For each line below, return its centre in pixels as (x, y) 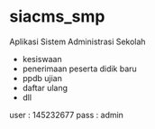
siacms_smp (57, 17)
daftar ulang (45, 88)
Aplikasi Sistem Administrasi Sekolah (77, 41)
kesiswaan (42, 59)
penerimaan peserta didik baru (79, 69)
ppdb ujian (42, 78)
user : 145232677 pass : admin (67, 115)
